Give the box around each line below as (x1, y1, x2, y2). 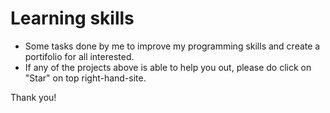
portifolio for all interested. (24, 50, 135, 62)
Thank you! (10, 91, 57, 103)
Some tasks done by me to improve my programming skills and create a (24, 40, 321, 52)
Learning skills (10, 7, 135, 30)
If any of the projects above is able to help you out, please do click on (24, 61, 312, 73)
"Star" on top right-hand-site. (24, 72, 147, 84)
